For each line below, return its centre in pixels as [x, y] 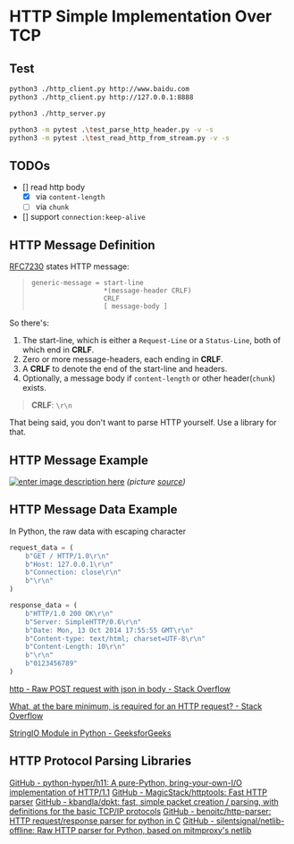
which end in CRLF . [58, 350]
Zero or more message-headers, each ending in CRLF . [122, 359]
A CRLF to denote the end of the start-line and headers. [125, 369]
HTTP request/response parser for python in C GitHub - [112, 821]
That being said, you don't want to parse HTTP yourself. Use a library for [143, 423]
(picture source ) [156, 481]
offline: [22, 830]
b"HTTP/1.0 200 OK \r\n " [70, 613]
